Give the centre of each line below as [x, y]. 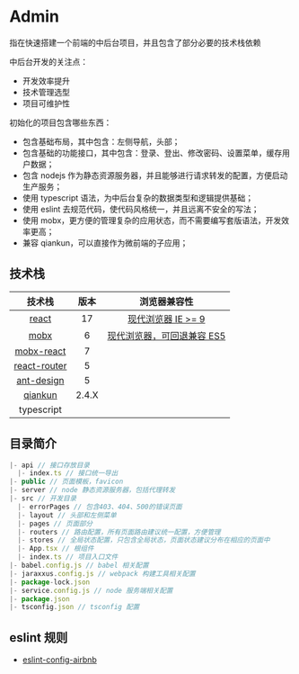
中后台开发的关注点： [48, 61]
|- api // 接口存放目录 [49, 465]
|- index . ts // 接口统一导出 [68, 473]
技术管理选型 [46, 92]
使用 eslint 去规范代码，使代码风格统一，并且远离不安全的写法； [141, 209]
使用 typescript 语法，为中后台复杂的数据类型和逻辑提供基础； [138, 198]
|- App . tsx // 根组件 [56, 549]
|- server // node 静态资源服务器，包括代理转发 [92, 490]
